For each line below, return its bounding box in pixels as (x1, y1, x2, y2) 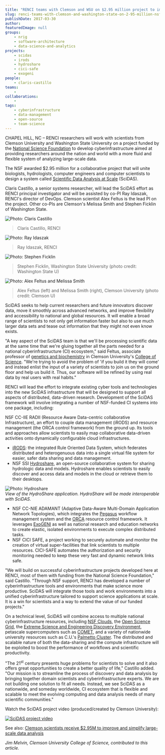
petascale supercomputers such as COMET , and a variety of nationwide (5, 629, 151, 635)
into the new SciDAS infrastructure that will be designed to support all (5, 389, 146, 395)
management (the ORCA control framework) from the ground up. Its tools (5, 424, 153, 430)
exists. (5, 328, 19, 334)
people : (5, 76, 21, 81)
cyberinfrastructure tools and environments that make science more (5, 583, 143, 588)
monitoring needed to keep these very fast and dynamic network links (12, 552, 154, 558)
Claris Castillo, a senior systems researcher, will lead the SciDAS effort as (5, 185, 154, 191)
